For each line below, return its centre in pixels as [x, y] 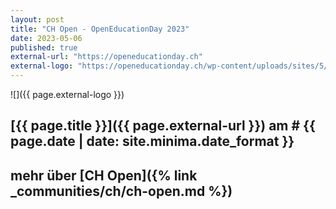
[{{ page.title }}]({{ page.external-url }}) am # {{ [163, 126]
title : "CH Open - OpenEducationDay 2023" [100, 29]
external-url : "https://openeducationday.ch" [106, 57]
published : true [44, 47]
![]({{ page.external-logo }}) [67, 94]
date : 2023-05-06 [46, 38]
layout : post [37, 19]
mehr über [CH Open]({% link [104, 175]
